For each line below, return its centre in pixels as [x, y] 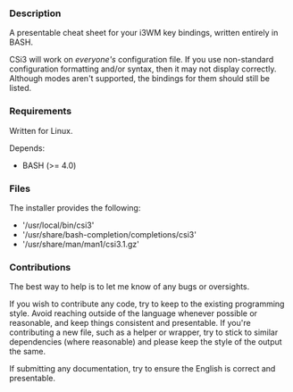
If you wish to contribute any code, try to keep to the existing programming [147, 304]
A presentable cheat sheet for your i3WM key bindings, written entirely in [144, 33]
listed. [21, 88]
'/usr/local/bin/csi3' [58, 225]
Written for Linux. [41, 130]
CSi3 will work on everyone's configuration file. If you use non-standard [142, 60]
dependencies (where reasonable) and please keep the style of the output [146, 342]
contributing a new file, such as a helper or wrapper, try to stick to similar [144, 332]
